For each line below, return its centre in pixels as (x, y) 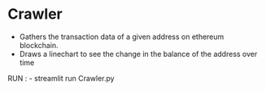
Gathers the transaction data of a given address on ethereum (122, 37)
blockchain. (39, 45)
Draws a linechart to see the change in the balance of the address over (138, 54)
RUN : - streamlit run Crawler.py (61, 78)
